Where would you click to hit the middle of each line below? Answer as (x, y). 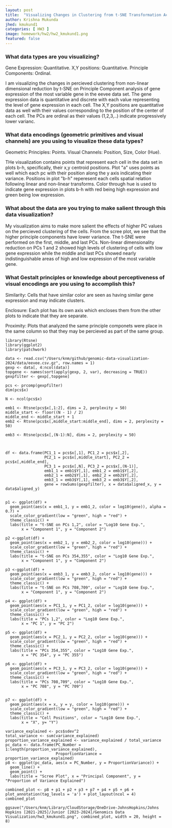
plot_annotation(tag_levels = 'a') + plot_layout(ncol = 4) (71, 794)
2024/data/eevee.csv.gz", (33, 363)
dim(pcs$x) (17, 390)
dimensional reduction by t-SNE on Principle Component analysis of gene (83, 89)
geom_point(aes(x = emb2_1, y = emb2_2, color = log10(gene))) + (81, 543)
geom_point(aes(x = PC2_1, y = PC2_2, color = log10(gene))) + (79, 637)
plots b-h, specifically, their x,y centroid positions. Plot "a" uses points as (82, 168)
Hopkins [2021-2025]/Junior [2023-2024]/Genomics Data (65, 812)
